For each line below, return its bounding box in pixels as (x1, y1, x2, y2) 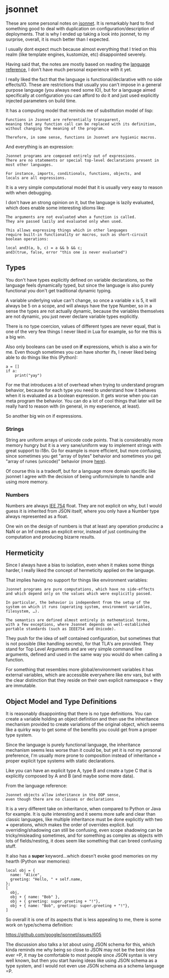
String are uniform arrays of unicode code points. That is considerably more (6, 437, 163, 443)
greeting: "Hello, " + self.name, (10, 877, 82, 882)
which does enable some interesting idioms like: (6, 205, 105, 211)
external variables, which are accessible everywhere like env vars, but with (6, 672, 161, 678)
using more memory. (6, 479, 49, 485)
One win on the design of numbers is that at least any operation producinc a (6, 523, 163, 530)
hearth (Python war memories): (6, 858, 71, 864)
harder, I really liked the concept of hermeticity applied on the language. (6, 567, 155, 573)
